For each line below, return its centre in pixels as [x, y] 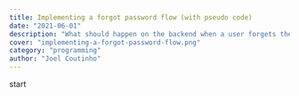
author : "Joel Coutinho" [55, 59]
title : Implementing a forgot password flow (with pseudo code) [131, 17]
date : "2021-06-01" [45, 26]
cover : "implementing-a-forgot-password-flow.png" [105, 42]
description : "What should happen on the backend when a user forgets [143, 34]
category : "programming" [55, 51]
